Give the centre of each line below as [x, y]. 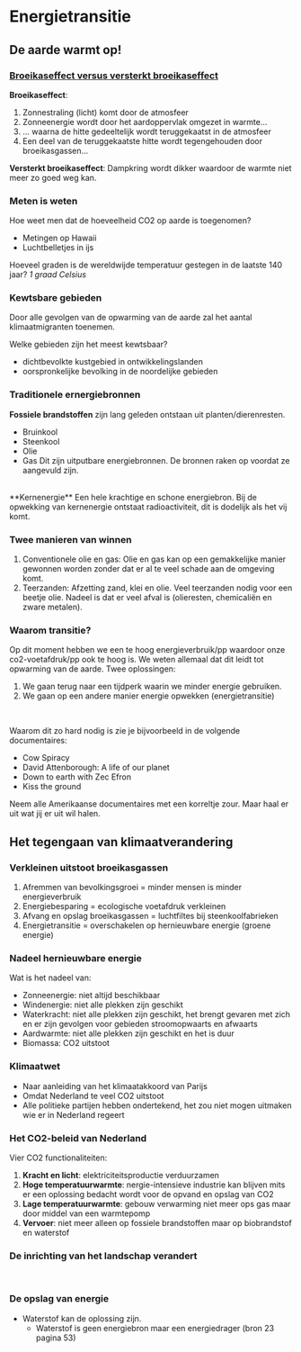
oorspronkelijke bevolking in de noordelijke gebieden [120, 372]
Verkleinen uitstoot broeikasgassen [89, 868]
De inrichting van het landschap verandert [103, 1256]
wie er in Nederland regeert [73, 1114]
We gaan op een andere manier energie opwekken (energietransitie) [148, 696]
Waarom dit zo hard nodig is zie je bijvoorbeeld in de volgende [125, 731]
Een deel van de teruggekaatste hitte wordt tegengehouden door [142, 140]
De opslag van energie [59, 1299]
